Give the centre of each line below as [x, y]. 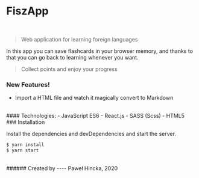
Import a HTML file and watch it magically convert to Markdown [94, 98]
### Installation [26, 122]
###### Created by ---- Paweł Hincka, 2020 [62, 168]
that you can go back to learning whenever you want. [72, 57]
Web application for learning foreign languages [79, 39]
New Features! [28, 84]
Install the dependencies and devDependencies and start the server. [91, 134]
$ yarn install [25, 145]
